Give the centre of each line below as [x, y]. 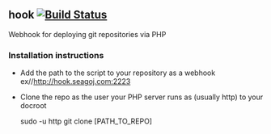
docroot [33, 106]
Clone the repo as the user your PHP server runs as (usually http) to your [142, 97]
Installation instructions [56, 55]
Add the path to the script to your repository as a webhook [118, 73]
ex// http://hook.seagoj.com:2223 [75, 82]
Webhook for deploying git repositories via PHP [87, 34]
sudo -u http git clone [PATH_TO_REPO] [86, 121]
